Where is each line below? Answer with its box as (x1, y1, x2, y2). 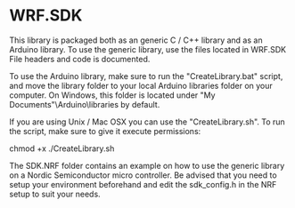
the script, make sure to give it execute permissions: (9, 125, 201, 136)
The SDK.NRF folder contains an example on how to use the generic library (9, 160, 285, 171)
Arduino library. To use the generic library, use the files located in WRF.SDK (9, 44, 287, 54)
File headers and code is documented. (9, 53, 151, 64)
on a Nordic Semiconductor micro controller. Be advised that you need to (9, 170, 278, 180)
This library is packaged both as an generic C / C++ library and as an (9, 35, 263, 45)
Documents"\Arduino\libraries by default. (9, 99, 160, 109)
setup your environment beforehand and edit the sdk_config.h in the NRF (9, 179, 277, 189)
